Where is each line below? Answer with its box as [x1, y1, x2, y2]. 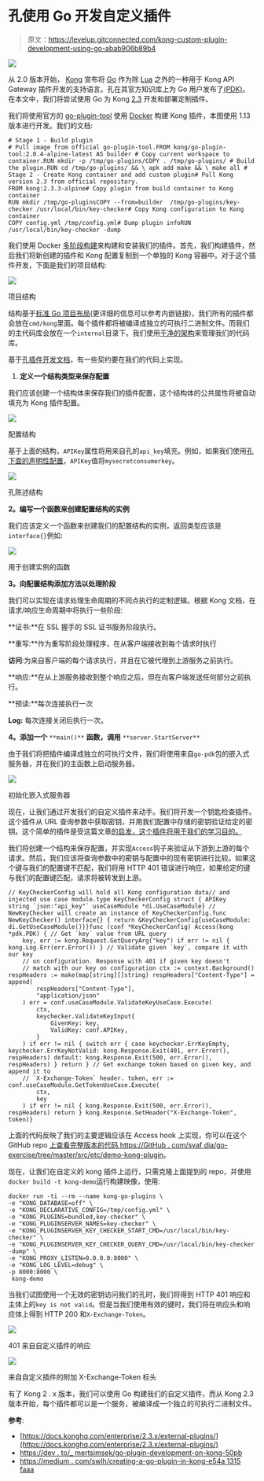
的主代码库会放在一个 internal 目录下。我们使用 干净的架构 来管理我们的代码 [8, 328, 250, 337]
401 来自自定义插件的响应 [8, 1340, 91, 1350]
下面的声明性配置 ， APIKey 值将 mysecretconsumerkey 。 [8, 455, 179, 465]
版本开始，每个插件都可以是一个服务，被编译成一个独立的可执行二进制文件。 [8, 1398, 256, 1408]
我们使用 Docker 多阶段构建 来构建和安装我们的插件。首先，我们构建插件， [8, 241, 249, 250]
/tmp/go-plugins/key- [170, 198, 241, 206]
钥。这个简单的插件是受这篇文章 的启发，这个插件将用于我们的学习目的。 [8, 827, 242, 836]
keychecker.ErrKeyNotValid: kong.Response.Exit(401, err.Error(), [8, 1047, 230, 1055]
